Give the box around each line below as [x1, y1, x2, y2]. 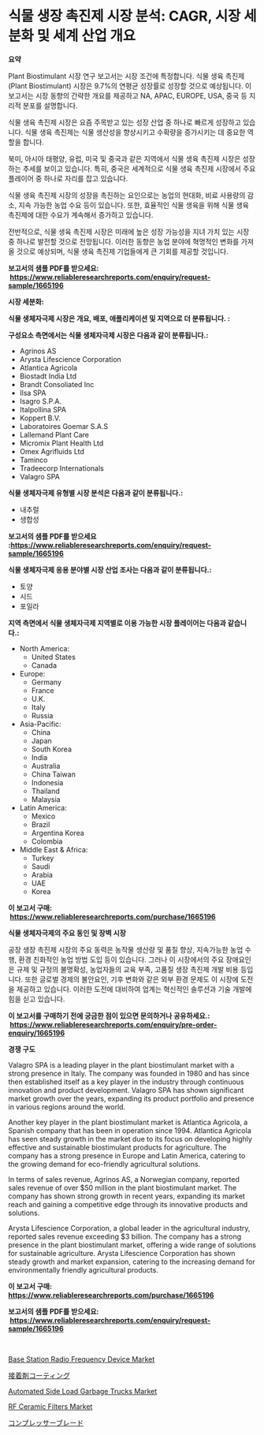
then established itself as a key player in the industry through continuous [8, 1077, 244, 1086]
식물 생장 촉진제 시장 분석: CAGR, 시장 [8, 7, 241, 25]
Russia [31, 710, 54, 720]
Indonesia [31, 777, 64, 787]
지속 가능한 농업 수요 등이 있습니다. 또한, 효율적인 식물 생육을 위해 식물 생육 [18, 200, 250, 210]
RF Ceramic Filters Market [8, 1401, 93, 1411]
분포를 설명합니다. [22, 100, 78, 110]
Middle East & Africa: [19, 844, 88, 854]
